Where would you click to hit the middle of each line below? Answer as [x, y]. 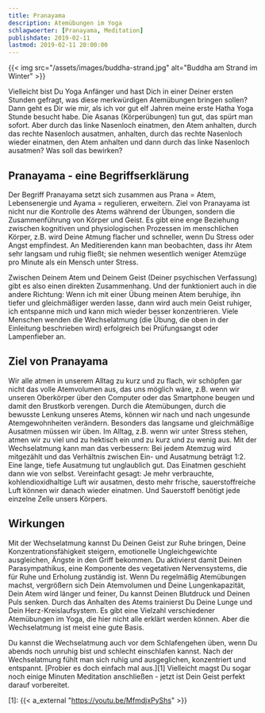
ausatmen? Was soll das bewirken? [65, 151]
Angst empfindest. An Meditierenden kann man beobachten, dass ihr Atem [130, 245]
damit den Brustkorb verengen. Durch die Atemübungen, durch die [117, 406]
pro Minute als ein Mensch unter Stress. [73, 262]
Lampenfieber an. [37, 336]
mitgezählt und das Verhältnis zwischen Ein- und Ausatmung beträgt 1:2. [127, 457]
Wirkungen [36, 524]
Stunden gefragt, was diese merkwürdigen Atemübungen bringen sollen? [128, 100]
